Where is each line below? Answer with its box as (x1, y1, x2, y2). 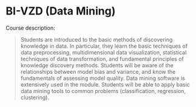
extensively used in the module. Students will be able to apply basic (20, 80, 191, 88)
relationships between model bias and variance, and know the (20, 68, 176, 75)
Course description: (5, 24, 55, 31)
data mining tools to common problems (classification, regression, (20, 87, 186, 94)
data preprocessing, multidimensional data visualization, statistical (20, 48, 187, 56)
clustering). (20, 94, 50, 101)
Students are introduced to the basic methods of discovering (20, 36, 173, 43)
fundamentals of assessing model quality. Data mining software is (20, 74, 186, 82)
